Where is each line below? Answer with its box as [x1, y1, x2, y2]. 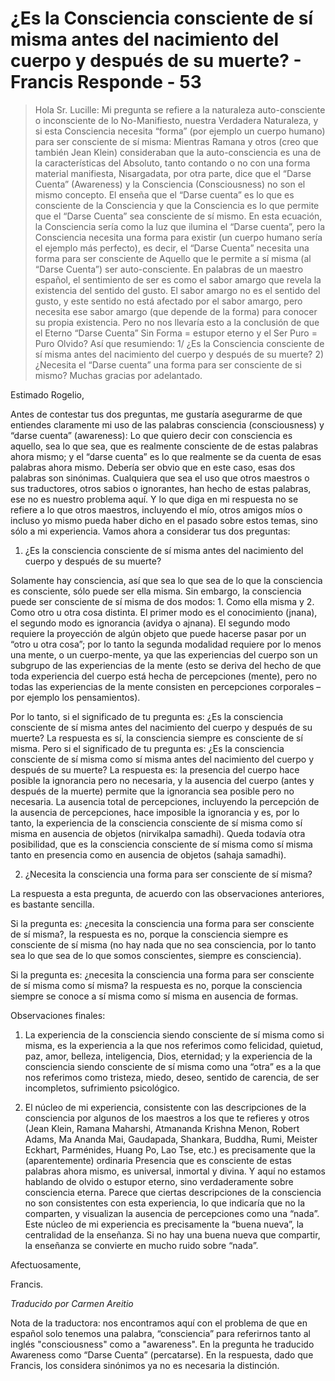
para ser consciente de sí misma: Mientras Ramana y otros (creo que [34, 135, 319, 147]
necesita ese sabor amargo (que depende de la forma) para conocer [34, 305, 318, 317]
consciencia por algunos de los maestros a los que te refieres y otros [24, 1112, 310, 1124]
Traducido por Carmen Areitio [10, 1297, 134, 1309]
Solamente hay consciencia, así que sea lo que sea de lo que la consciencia [10, 574, 323, 586]
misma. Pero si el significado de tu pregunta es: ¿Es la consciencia [10, 742, 285, 754]
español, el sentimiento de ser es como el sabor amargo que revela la [34, 273, 322, 286]
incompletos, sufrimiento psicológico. [24, 1082, 180, 1094]
